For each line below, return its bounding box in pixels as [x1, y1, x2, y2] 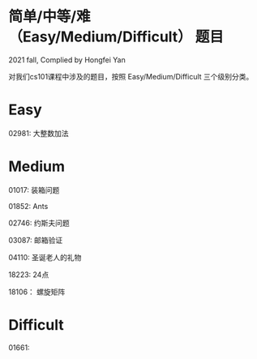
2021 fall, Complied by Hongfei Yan [8, 54, 126, 65]
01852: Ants [8, 201, 49, 211]
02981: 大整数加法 [8, 128, 69, 138]
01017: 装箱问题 [8, 185, 60, 194]
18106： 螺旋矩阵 [8, 287, 66, 297]
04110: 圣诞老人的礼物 [8, 252, 82, 262]
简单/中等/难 [8, 7, 91, 26]
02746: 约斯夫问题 [8, 218, 71, 228]
